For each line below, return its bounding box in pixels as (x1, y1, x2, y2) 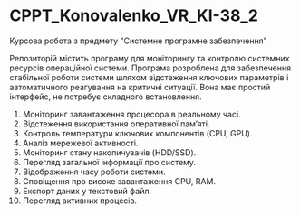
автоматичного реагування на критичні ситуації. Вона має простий (9, 81, 271, 92)
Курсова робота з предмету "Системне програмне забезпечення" (9, 35, 267, 46)
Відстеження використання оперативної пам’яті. (22, 118, 210, 129)
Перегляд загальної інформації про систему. (22, 156, 197, 167)
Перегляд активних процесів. (22, 195, 138, 206)
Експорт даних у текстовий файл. (22, 185, 152, 196)
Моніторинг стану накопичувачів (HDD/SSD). (22, 146, 197, 158)
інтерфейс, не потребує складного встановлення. (9, 91, 202, 102)
